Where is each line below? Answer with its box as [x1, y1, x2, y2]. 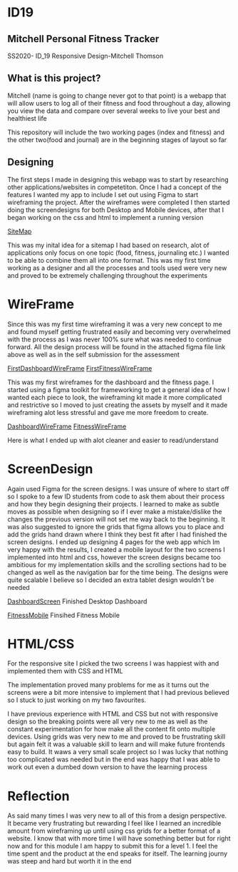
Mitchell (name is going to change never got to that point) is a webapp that [7, 91, 227, 100]
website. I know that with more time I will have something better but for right [7, 834, 231, 843]
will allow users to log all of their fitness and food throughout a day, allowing [7, 99, 231, 107]
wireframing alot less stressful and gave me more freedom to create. [7, 408, 209, 416]
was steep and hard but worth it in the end [7, 857, 132, 866]
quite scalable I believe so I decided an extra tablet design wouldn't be [7, 576, 214, 584]
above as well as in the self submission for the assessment [7, 350, 180, 359]
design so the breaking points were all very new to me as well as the [7, 717, 208, 726]
